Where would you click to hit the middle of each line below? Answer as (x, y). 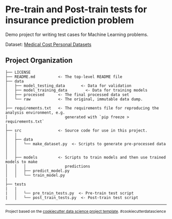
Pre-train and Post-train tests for (76, 9)
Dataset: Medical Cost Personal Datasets (48, 44)
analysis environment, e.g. (35, 113)
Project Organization (39, 61)
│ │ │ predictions (48, 166)
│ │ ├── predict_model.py (38, 171)
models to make (21, 162)
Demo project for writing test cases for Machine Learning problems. (77, 34)
